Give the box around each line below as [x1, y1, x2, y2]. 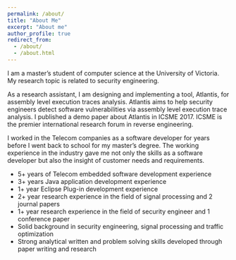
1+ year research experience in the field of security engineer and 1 [17, 207, 210, 216]
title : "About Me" [7, 17, 61, 24]
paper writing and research [17, 244, 97, 253]
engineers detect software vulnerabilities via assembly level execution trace [7, 105, 228, 113]
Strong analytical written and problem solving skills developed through [17, 237, 223, 245]
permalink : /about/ [7, 10, 65, 18]
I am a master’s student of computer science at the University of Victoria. [7, 68, 220, 78]
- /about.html [13, 50, 55, 57]
